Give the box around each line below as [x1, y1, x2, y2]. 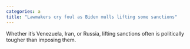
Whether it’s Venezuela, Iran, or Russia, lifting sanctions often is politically [6, 30, 184, 37]
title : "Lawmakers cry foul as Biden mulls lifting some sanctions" [6, 14, 178, 20]
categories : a [6, 8, 41, 15]
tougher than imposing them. [6, 36, 76, 43]
